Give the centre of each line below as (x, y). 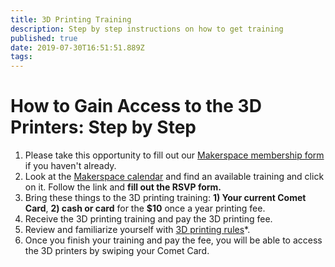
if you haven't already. (70, 166)
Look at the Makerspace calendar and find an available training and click (174, 177)
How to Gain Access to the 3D (136, 106)
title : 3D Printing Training (71, 19)
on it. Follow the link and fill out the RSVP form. (123, 187)
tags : (21, 57)
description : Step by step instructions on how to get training (147, 29)
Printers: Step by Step (103, 127)
